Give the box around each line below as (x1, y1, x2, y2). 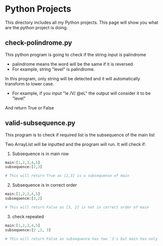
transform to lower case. (5, 81, 54, 87)
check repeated (12, 213, 44, 219)
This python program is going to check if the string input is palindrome (5, 52, 146, 57)
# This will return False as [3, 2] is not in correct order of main (5, 205, 149, 210)
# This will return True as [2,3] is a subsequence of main (5, 174, 130, 178)
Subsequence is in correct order (12, 182, 77, 188)
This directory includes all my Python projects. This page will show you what (5, 19, 159, 25)
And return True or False (5, 105, 54, 110)
